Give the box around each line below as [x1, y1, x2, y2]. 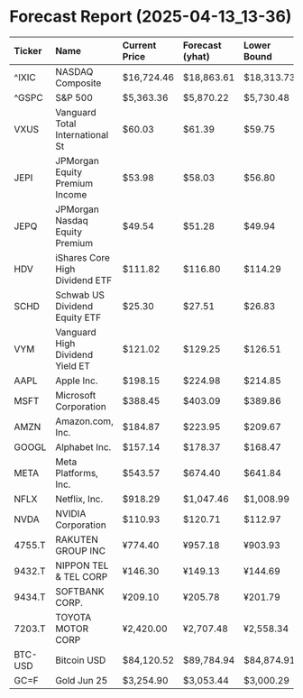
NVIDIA [55, 507, 87, 519]
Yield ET [55, 359, 90, 372]
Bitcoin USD [55, 654, 106, 666]
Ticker [14, 44, 42, 57]
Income [55, 188, 87, 200]
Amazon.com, [55, 415, 115, 427]
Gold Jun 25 [55, 674, 108, 686]
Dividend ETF [55, 273, 113, 286]
